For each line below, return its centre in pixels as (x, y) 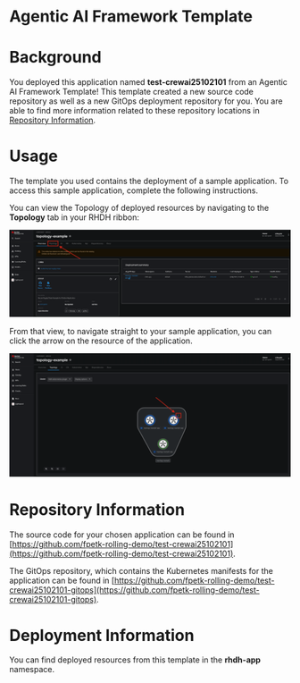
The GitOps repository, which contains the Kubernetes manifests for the (142, 570)
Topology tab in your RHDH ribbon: (75, 217)
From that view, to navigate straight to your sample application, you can (141, 332)
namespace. (32, 670)
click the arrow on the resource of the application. (101, 341)
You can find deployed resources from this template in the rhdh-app (135, 660)
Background (55, 58)
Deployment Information (102, 635)
